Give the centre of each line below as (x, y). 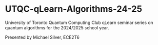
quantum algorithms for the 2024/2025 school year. (57, 27)
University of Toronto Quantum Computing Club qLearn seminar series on (79, 22)
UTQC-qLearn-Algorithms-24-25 (74, 9)
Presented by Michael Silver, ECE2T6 (42, 37)
